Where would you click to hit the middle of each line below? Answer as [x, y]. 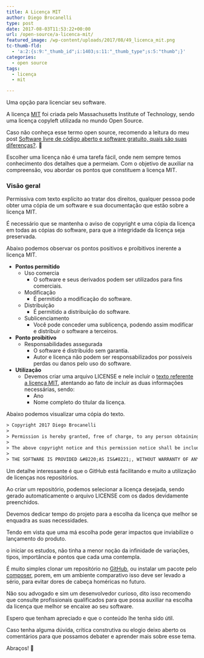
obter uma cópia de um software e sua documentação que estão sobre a [97, 206]
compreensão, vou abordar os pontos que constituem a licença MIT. [92, 170]
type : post [20, 23]
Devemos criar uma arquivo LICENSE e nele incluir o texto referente [109, 376]
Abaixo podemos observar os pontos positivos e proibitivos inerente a [94, 248]
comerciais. [48, 286]
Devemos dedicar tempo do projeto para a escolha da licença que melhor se [102, 514]
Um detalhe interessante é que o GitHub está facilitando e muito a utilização [101, 471]
